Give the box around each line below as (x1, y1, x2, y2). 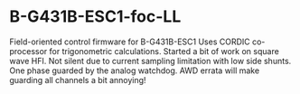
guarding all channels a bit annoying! (9, 74, 146, 85)
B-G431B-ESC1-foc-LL (9, 6, 182, 27)
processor (9, 45, 48, 56)
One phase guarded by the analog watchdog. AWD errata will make (9, 65, 260, 76)
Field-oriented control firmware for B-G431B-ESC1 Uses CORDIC (9, 36, 250, 47)
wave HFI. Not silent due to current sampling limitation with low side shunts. (9, 55, 292, 66)
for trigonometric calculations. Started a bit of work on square (49, 45, 280, 56)
